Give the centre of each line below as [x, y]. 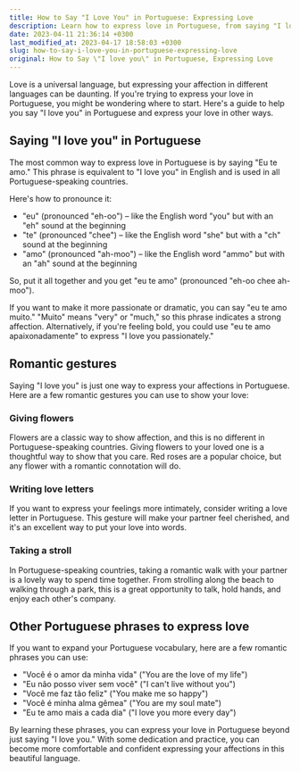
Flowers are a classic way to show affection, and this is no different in [137, 437]
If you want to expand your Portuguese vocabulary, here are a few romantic [148, 648]
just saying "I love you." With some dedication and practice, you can [135, 739]
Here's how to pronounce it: [60, 198]
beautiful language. [45, 759]
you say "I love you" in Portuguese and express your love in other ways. [142, 113]
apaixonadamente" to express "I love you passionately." [112, 336]
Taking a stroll [41, 551]
